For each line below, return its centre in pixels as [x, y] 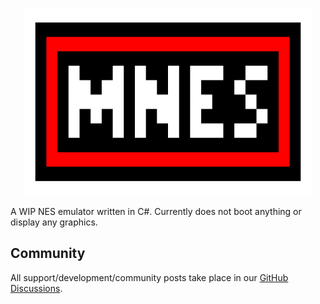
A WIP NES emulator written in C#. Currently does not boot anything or [156, 211]
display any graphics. [54, 222]
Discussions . [36, 288]
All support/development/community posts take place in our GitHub [149, 277]
